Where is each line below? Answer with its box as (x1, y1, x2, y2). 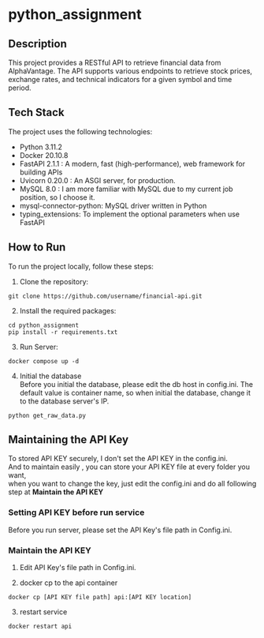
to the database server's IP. (19, 396, 110, 406)
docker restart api (8, 622, 73, 631)
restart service (19, 607, 68, 617)
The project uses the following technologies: (8, 126, 153, 136)
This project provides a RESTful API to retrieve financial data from (8, 58, 221, 67)
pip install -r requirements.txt (8, 328, 118, 336)
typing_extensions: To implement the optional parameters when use (19, 209, 240, 219)
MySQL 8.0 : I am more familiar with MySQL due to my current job (19, 184, 234, 193)
